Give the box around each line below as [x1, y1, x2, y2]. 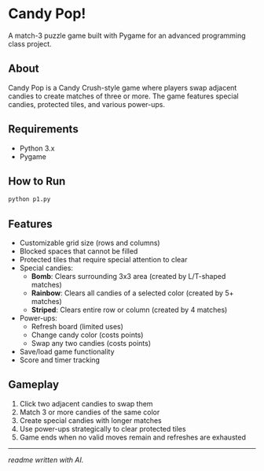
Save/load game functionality [19, 347, 115, 357]
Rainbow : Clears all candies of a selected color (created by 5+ [31, 288, 234, 298]
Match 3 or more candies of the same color [19, 407, 160, 417]
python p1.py [8, 195, 51, 203]
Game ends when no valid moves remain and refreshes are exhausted [19, 432, 246, 442]
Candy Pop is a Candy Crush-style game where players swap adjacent [8, 83, 237, 92]
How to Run [8, 174, 66, 187]
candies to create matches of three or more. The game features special [8, 91, 239, 101]
